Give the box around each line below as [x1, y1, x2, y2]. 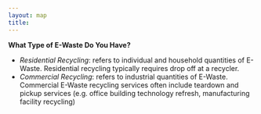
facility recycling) [19, 97, 76, 106]
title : [8, 19, 30, 27]
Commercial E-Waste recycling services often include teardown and [19, 80, 239, 90]
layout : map [8, 11, 47, 20]
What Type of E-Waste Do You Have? [8, 40, 131, 49]
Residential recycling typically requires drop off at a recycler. [43, 63, 240, 73]
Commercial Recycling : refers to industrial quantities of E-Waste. [19, 72, 229, 81]
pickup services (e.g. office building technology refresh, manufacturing [19, 88, 250, 98]
